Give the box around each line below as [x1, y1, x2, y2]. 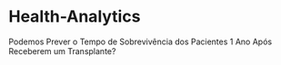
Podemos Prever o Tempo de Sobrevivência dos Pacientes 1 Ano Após [8, 36, 273, 47]
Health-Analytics [8, 6, 141, 27]
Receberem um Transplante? [8, 45, 116, 56]
